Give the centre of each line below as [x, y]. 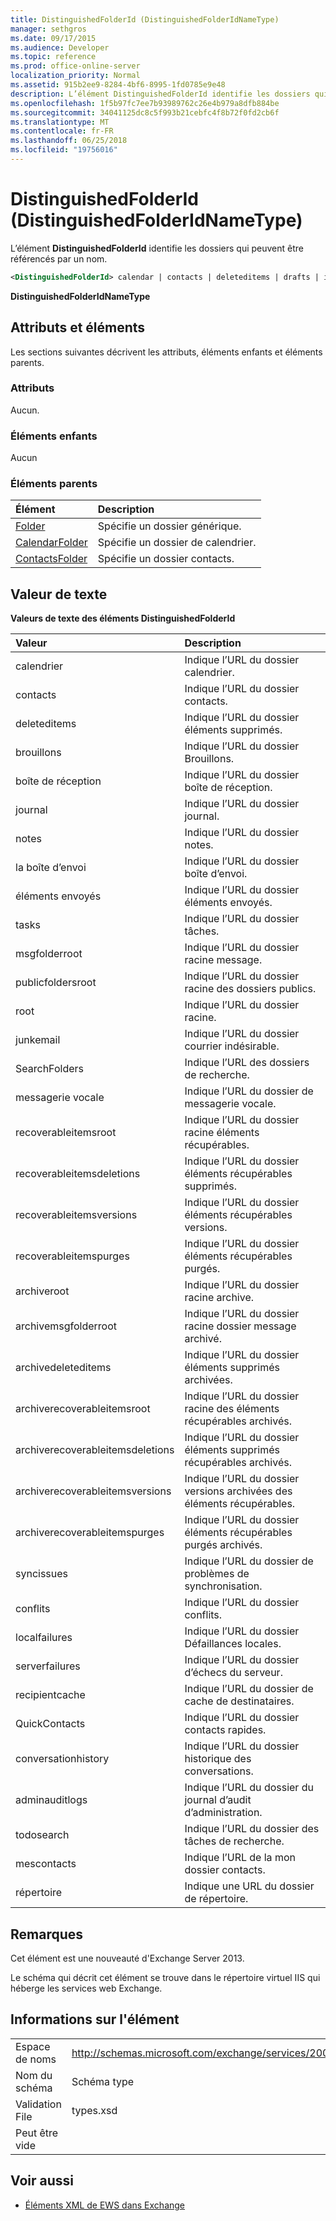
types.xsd [94, 2110]
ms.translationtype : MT [60, 122]
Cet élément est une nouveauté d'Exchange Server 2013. [127, 1958]
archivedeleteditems [63, 1368]
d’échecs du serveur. [233, 1673]
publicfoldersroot [56, 983]
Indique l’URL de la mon [240, 1858]
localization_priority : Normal [75, 76]
